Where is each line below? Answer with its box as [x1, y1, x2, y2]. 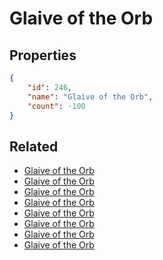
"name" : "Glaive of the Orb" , [27, 92, 154, 102]
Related [9, 138, 59, 155]
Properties [9, 47, 77, 64]
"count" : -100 [27, 101, 86, 111]
